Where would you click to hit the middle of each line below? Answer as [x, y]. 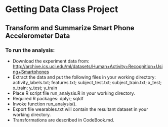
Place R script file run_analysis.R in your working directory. [74, 93]
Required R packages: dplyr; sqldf [48, 98]
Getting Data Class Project [62, 9]
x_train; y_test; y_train [35, 88]
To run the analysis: [30, 50]
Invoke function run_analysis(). [45, 104]
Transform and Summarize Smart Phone [70, 28]
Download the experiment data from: [51, 61]
